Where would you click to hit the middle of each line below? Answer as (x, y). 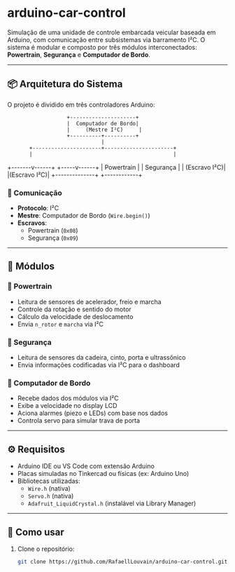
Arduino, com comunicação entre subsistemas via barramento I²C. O (106, 39)
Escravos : (32, 223)
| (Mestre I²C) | (104, 130)
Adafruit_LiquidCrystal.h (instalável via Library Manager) (112, 503)
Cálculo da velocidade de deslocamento (75, 316)
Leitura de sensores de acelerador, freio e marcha (90, 301)
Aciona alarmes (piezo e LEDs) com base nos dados (92, 413)
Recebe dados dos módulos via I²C (68, 398)
